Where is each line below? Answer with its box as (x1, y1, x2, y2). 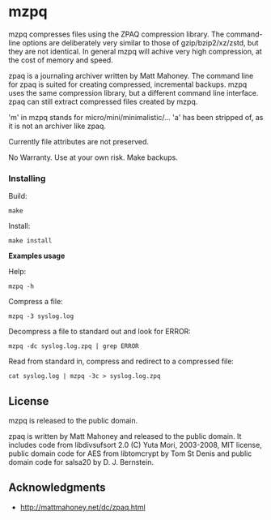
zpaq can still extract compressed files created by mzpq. (8, 97, 198, 106)
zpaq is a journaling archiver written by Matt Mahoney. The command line (8, 71, 254, 80)
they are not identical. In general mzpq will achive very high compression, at (8, 46, 263, 56)
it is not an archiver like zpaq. (8, 121, 107, 131)
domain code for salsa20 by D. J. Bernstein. (8, 458, 155, 467)
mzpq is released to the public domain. (8, 416, 138, 426)
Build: (8, 191, 28, 201)
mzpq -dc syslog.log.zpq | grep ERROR (8, 342, 139, 350)
